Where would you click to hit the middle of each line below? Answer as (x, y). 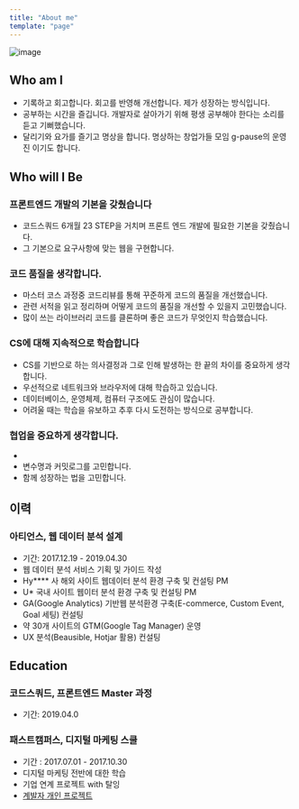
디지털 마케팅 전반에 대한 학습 (74, 773)
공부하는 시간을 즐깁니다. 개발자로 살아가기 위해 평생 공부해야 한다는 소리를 (154, 115)
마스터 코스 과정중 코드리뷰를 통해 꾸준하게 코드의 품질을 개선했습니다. (145, 295)
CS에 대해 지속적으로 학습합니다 (74, 344)
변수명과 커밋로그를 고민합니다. (77, 466)
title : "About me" (44, 18)
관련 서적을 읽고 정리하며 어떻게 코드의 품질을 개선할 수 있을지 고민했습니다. (154, 307)
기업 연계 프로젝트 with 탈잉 (71, 784)
